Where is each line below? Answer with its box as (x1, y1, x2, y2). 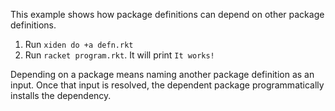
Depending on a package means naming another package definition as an (10, 69, 315, 80)
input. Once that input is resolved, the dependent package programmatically (10, 79, 325, 91)
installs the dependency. (10, 90, 112, 101)
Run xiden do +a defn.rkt (24, 39, 134, 50)
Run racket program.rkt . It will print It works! (24, 49, 215, 61)
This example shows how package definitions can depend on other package (10, 9, 325, 20)
